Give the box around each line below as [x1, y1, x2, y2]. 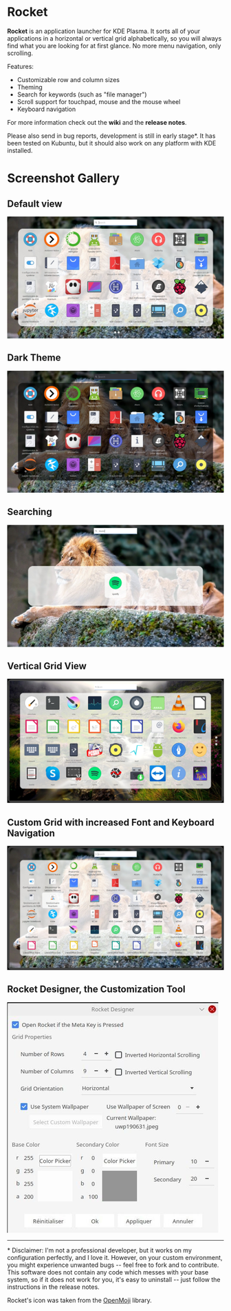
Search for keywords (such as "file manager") [16, 90, 147, 99]
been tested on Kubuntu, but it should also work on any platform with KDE [7, 139, 217, 147]
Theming [16, 83, 43, 91]
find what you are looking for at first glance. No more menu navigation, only [7, 41, 221, 50]
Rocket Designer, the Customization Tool [7, 984, 186, 995]
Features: [7, 62, 34, 70]
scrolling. [7, 49, 33, 57]
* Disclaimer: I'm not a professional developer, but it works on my [7, 1246, 192, 1254]
